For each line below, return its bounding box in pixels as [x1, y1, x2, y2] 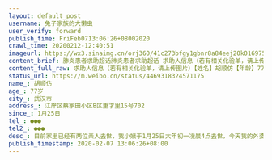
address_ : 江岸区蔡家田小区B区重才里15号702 [8, 102, 146, 110]
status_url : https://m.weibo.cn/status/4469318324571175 [8, 72, 205, 80]
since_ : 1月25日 [8, 110, 61, 118]
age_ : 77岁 [8, 86, 45, 95]
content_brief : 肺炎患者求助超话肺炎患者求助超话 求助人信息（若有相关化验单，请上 [8, 57, 260, 65]
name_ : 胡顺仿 [8, 79, 53, 87]
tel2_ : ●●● [8, 124, 45, 133]
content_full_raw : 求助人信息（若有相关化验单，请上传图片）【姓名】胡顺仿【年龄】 [8, 65, 257, 73]
